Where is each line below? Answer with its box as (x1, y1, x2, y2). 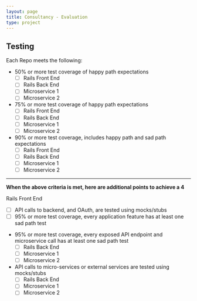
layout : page (6, 8, 38, 15)
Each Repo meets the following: (6, 57, 83, 64)
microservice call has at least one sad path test (14, 238, 129, 245)
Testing (6, 41, 35, 51)
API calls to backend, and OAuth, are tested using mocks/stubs (14, 206, 167, 213)
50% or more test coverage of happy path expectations (14, 68, 149, 75)
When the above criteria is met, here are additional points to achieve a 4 (6, 183, 185, 190)
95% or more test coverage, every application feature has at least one (14, 213, 184, 220)
